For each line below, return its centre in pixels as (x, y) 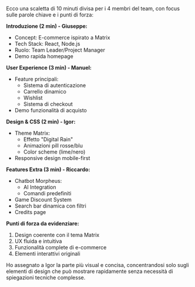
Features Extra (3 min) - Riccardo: (48, 169)
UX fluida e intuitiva (38, 241)
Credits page (30, 212)
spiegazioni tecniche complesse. (46, 278)
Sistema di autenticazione (55, 85)
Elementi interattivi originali (47, 253)
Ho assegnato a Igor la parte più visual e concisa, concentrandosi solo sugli (97, 265)
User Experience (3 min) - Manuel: (49, 68)
